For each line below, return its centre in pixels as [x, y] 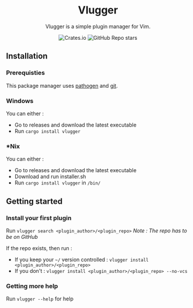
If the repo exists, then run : [39, 248]
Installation [27, 56]
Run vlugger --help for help [40, 299]
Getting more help [32, 286]
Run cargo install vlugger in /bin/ [57, 183]
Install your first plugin [39, 218]
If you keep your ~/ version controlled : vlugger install [81, 259]
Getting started [34, 201]
